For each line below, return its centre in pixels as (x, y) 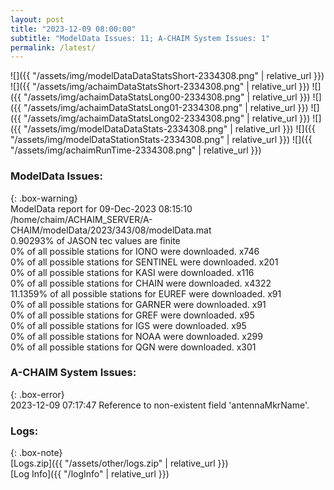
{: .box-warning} (44, 198)
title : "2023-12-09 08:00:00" (73, 29)
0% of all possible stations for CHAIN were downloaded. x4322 (141, 283)
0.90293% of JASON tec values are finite (95, 240)
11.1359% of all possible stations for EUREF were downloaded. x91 (146, 293)
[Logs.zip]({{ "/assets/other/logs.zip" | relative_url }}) (119, 463)
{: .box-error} (37, 394)
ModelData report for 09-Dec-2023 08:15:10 (101, 208)
